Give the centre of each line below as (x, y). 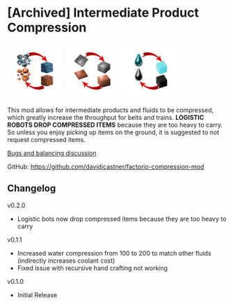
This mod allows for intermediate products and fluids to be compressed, (111, 110)
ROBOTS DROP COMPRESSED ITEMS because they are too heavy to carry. (115, 125)
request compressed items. (46, 139)
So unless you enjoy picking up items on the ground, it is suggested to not (113, 132)
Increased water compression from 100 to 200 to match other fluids (114, 253)
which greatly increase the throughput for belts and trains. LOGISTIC (106, 117)
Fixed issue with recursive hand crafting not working (93, 268)
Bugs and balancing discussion (52, 153)
